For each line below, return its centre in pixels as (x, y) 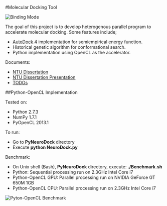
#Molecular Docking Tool (31, 7)
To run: (13, 132)
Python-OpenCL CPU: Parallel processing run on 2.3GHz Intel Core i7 (84, 188)
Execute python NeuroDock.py (45, 147)
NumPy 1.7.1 (24, 117)
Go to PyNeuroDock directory (43, 142)
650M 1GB (23, 183)
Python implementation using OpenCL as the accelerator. (71, 53)
